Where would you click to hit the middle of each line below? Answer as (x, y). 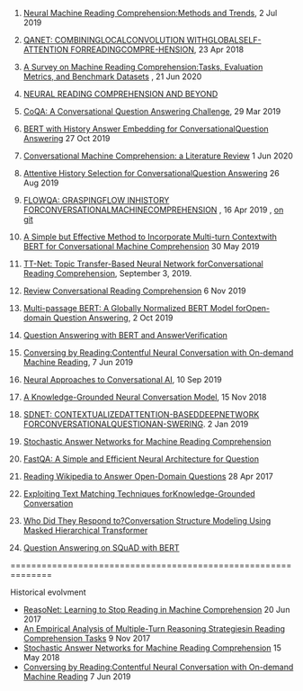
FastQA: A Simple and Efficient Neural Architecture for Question (141, 459)
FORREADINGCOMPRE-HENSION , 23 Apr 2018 (157, 49)
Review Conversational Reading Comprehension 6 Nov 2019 (134, 291)
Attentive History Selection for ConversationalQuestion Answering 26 (151, 173)
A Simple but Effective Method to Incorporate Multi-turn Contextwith (150, 237)
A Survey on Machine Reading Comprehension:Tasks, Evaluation (143, 67)
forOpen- (253, 308)
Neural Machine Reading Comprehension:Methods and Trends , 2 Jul (150, 13)
